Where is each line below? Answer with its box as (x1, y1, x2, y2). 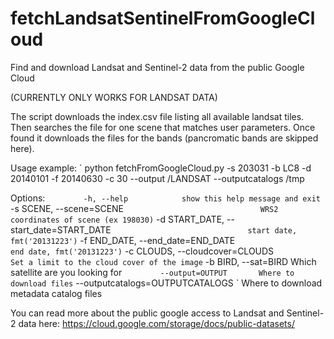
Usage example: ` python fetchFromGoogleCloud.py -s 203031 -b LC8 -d (10, 162, 312, 174)
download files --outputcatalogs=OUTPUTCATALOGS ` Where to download (10, 277, 323, 289)
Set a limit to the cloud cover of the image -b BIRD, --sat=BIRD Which (10, 255, 317, 267)
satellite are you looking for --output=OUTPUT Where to (10, 266, 295, 278)
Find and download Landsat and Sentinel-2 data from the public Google (10, 61, 305, 73)
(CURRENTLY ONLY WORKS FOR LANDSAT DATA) (10, 91, 218, 103)
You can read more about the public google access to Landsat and (10, 307, 285, 319)
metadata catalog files (10, 287, 103, 299)
